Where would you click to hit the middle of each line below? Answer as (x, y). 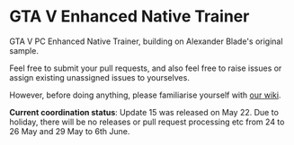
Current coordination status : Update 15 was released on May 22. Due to (144, 112)
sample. (24, 50)
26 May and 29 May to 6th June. (70, 131)
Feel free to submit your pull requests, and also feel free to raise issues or (146, 68)
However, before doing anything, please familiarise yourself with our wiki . (145, 95)
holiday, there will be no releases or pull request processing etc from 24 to (147, 122)
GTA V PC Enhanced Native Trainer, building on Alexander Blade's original (146, 41)
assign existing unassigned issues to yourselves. (100, 77)
